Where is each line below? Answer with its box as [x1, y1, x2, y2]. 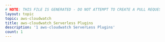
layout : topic [5, 12, 34, 16]
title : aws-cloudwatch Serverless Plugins [5, 20, 93, 26]
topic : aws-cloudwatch [5, 16, 52, 21]
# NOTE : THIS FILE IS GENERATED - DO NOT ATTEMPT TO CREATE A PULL [5, 7, 146, 12]
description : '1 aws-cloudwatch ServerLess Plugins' [5, 25, 115, 30]
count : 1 [5, 29, 23, 34]
